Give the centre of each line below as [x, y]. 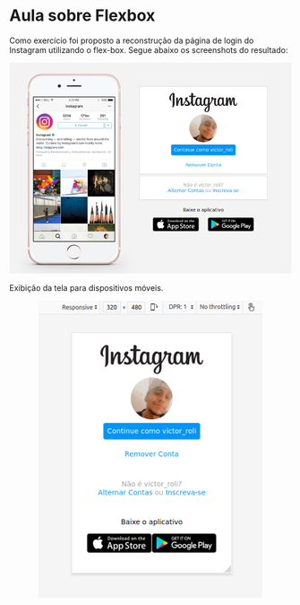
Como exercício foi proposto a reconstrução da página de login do [132, 40]
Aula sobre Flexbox [82, 16]
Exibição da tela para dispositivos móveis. [86, 288]
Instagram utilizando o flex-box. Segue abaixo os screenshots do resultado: [149, 49]
